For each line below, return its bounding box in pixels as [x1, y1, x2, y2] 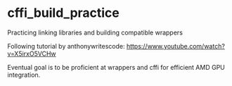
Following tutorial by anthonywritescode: [7, 42, 125, 50]
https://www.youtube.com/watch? [126, 42, 225, 50]
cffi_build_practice [7, 5, 120, 21]
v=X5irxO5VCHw [7, 49, 56, 58]
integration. [7, 70, 41, 79]
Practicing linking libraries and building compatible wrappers [7, 28, 183, 37]
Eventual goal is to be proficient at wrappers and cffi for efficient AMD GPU [7, 63, 225, 71]
